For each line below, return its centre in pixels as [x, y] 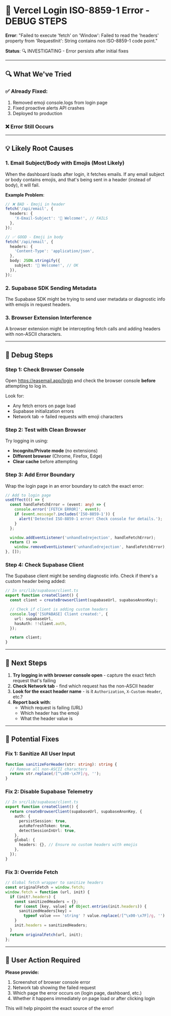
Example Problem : [25, 195]
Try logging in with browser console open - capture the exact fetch [84, 675]
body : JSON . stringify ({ [35, 261]
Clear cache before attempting [45, 462]
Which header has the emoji [50, 713]
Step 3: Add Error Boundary [40, 475]
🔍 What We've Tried [38, 74]
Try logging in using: [27, 441]
